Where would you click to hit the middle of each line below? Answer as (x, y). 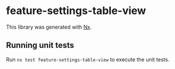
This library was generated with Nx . (49, 27)
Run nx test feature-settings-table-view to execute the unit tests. (88, 59)
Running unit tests (40, 45)
